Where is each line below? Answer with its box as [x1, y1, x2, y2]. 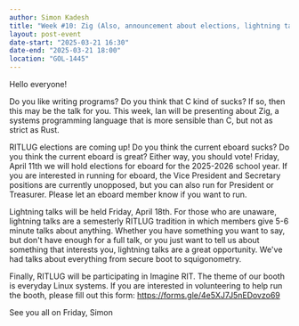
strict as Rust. [9, 125, 60, 134]
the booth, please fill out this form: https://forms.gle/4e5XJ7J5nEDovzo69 [9, 290, 280, 300]
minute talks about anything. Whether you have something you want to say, [9, 225, 286, 236]
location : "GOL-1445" [9, 54, 90, 63]
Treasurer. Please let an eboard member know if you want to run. [9, 189, 247, 200]
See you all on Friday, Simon [9, 307, 114, 317]
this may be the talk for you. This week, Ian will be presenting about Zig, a [9, 106, 279, 116]
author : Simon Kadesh [9, 12, 90, 22]
